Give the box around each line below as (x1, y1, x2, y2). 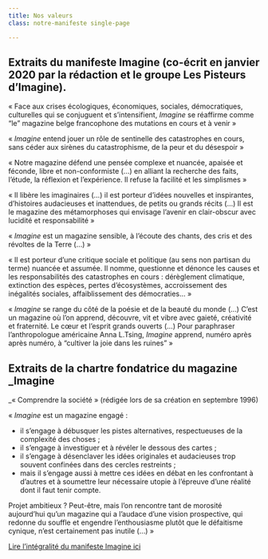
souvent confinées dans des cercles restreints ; (19, 460, 176, 470)
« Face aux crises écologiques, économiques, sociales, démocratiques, (8, 101, 243, 112)
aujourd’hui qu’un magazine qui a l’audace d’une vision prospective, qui (8, 510, 243, 519)
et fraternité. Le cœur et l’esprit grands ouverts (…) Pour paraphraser (8, 321, 235, 331)
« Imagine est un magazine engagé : (8, 411, 128, 420)
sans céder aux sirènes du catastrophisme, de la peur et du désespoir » (8, 143, 245, 152)
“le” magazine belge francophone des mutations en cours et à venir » (8, 119, 237, 128)
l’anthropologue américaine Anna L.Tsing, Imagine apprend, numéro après (8, 330, 252, 340)
